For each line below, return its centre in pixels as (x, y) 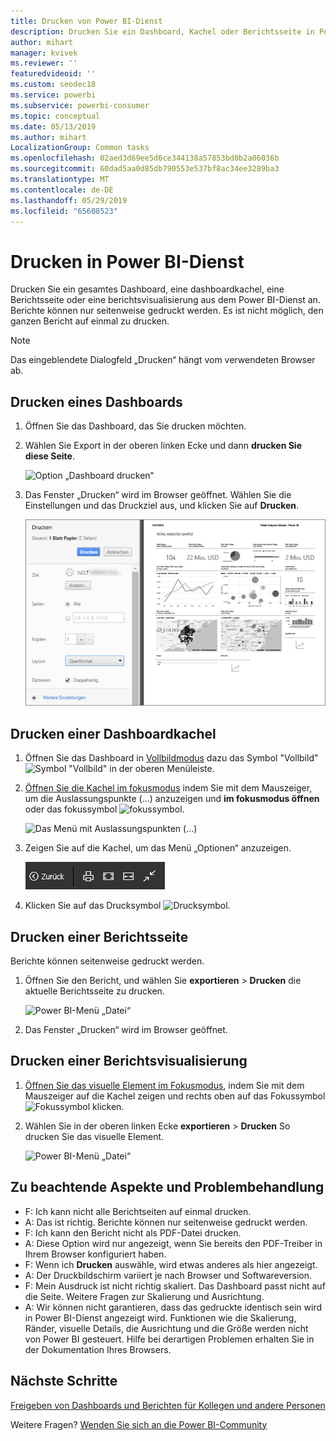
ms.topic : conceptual (55, 116)
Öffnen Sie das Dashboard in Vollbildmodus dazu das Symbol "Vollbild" (171, 758)
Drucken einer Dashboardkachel (113, 733)
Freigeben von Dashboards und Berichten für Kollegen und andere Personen (168, 1405)
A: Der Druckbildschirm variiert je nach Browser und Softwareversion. (168, 1275)
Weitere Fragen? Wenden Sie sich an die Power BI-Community (139, 1424)
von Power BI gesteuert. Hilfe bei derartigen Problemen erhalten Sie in (169, 1339)
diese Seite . (49, 456)
